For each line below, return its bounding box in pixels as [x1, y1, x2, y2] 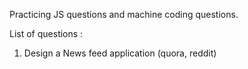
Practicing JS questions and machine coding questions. [9, 9, 239, 20]
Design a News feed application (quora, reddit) [23, 47, 217, 59]
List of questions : [9, 28, 84, 39]
